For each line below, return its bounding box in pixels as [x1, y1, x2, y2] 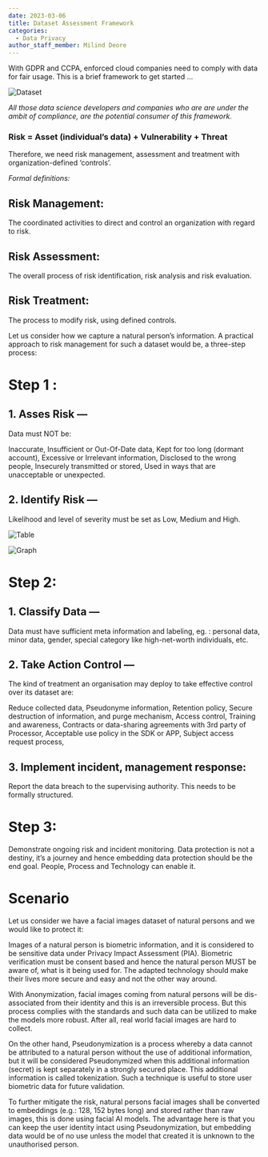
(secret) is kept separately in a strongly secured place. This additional [8, 1065, 238, 1075]
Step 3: [8, 818, 58, 836]
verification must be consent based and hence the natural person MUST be [8, 957, 258, 967]
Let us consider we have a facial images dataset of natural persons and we [8, 916, 255, 926]
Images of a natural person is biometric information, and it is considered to [8, 940, 254, 950]
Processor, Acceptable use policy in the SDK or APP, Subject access [8, 729, 234, 739]
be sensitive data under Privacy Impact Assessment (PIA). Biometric [8, 949, 234, 959]
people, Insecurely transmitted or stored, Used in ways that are [8, 461, 216, 470]
